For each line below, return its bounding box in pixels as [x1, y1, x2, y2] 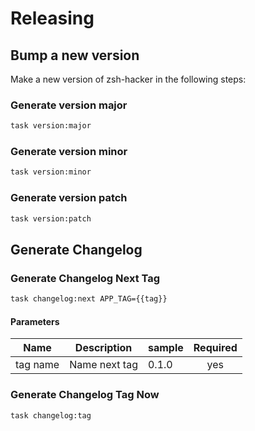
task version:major [10, 121, 92, 131]
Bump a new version [10, 47, 140, 64]
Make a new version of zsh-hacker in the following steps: [10, 73, 247, 85]
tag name [15, 358, 60, 372]
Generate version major [10, 98, 128, 112]
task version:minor [10, 167, 92, 177]
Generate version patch [10, 191, 128, 205]
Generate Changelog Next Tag [10, 271, 161, 285]
